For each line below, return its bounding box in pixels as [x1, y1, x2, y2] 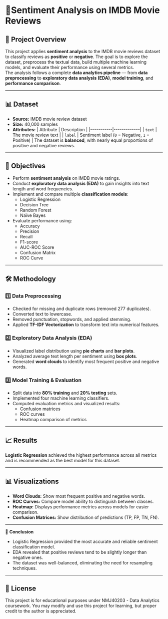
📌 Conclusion [5, 528, 34, 535]
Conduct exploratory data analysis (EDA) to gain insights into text [12, 180, 149, 186]
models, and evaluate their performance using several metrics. [5, 65, 134, 70]
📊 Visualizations [5, 477, 59, 486]
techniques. [12, 565, 37, 571]
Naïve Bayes [19, 212, 46, 218]
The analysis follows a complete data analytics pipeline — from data [5, 70, 148, 76]
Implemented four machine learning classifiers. [12, 395, 109, 401]
